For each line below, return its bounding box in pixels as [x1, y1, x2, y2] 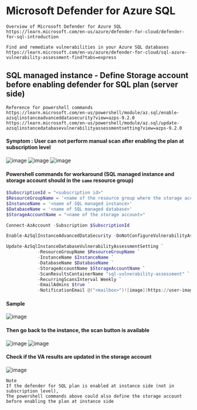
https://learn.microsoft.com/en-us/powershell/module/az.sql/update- [6, 120, 180, 126]
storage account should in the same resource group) [6, 177, 134, 184]
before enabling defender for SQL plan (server [6, 80, 179, 90]
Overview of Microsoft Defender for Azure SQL [6, 24, 122, 29]
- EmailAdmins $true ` [37, 282, 91, 288]
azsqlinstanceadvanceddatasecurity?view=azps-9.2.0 [6, 115, 135, 121]
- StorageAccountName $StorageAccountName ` [37, 265, 145, 272]
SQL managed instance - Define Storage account [6, 71, 189, 81]
